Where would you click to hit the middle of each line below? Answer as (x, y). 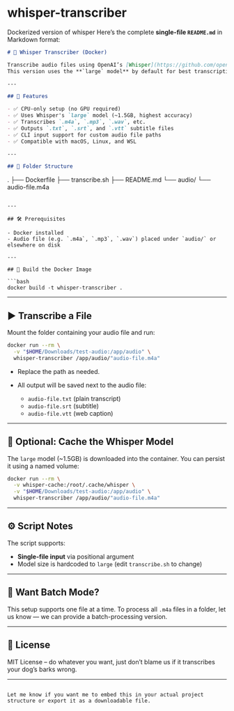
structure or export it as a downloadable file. (79, 701)
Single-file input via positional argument (76, 556)
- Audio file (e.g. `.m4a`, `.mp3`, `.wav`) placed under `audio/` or (112, 239)
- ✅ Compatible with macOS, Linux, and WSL (72, 141)
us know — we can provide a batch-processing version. (87, 616)
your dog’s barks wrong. (42, 669)
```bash (18, 282)
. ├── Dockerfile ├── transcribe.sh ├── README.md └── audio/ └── (109, 180)
